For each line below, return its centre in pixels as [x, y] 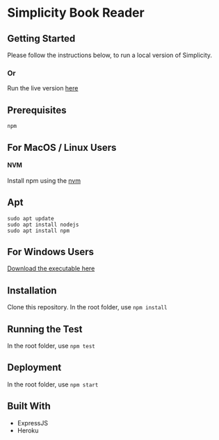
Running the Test [45, 329]
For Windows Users [51, 252]
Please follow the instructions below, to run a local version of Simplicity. [110, 55]
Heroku [28, 430]
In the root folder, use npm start [53, 384]
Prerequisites [37, 110]
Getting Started [41, 39]
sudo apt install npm [39, 231]
